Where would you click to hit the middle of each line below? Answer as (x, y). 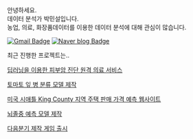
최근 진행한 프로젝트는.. (38, 55)
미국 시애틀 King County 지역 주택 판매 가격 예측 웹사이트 (84, 99)
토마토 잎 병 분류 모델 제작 (42, 84)
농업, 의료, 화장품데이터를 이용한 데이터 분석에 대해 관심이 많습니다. (97, 27)
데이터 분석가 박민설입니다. (43, 19)
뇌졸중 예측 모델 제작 (35, 114)
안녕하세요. (22, 10)
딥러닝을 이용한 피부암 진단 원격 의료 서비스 (65, 70)
